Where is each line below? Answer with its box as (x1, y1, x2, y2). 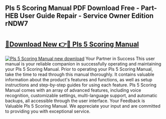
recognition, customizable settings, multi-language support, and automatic (5, 93, 158, 98)
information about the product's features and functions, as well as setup (5, 77, 153, 82)
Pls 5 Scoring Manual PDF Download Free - (5, 4, 140, 12)
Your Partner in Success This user (85, 56, 155, 61)
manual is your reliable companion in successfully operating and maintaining (5, 61, 162, 66)
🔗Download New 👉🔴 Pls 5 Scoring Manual (5, 40, 139, 49)
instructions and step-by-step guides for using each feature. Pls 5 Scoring (5, 82, 157, 88)
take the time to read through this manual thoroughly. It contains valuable (5, 71, 155, 77)
